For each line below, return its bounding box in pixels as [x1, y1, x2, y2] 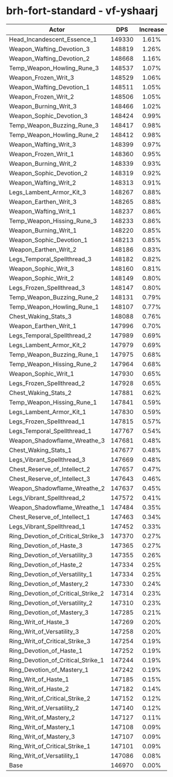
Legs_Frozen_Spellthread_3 [9, 283, 86, 292]
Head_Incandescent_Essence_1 [9, 35, 97, 43]
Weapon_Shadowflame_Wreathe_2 [9, 484, 106, 492]
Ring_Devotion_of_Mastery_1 [9, 665, 89, 674]
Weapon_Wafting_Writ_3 [9, 140, 76, 148]
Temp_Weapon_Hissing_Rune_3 [9, 216, 97, 225]
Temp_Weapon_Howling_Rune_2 [9, 130, 99, 139]
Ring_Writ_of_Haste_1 [9, 675, 69, 683]
